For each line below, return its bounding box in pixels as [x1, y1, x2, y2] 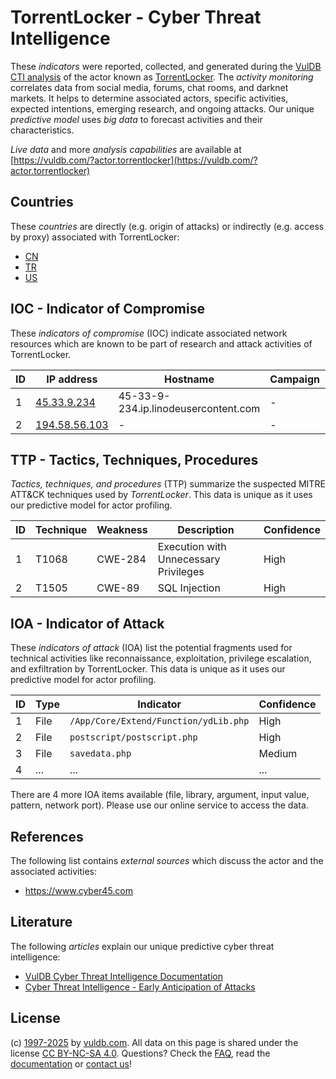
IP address [46, 372, 98, 386]
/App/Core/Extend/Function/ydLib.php [69, 716, 250, 727]
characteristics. [10, 124, 75, 136]
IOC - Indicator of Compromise [10, 301, 205, 318]
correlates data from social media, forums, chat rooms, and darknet [10, 81, 289, 93]
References [10, 828, 84, 845]
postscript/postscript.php [69, 732, 198, 743]
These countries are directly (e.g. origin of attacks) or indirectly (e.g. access [10, 220, 325, 232]
